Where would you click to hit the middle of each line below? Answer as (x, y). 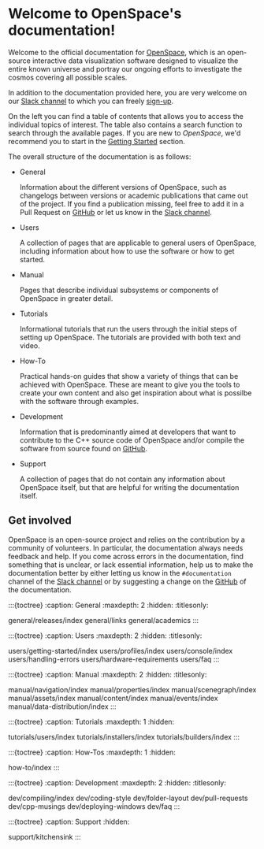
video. (30, 345)
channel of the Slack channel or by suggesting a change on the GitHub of (127, 581)
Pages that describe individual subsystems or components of (119, 290)
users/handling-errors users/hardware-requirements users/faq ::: (114, 659)
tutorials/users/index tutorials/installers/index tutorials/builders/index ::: (124, 736)
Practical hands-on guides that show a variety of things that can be (129, 376)
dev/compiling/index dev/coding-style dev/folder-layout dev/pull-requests (128, 798)
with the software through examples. (79, 401)
